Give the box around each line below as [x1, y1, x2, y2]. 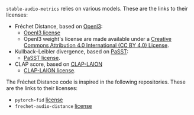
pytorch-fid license [14, 96, 63, 103]
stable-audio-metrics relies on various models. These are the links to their [6, 5, 188, 12]
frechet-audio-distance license [14, 103, 92, 109]
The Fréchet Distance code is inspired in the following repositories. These [6, 78, 186, 85]
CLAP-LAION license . [23, 67, 76, 74]
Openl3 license [23, 29, 61, 36]
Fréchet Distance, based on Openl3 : [14, 23, 103, 30]
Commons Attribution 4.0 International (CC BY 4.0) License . [23, 41, 170, 49]
